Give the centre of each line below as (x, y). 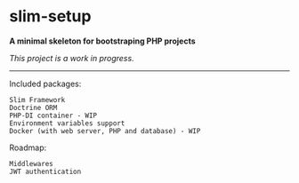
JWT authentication (45, 171)
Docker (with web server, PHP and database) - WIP (105, 131)
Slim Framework (37, 99)
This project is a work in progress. (72, 58)
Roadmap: (28, 147)
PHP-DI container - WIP (53, 115)
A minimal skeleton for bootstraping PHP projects (102, 41)
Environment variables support (67, 123)
